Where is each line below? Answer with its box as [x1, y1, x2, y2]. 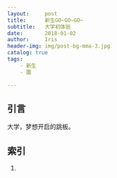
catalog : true [7, 50, 49, 57]
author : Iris [7, 36, 58, 43]
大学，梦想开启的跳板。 [7, 123, 75, 131]
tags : [7, 56, 23, 63]
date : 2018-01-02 [7, 29, 77, 37]
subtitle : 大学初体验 [7, 23, 71, 30]
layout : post [7, 10, 58, 17]
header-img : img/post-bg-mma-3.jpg [7, 43, 111, 50]
